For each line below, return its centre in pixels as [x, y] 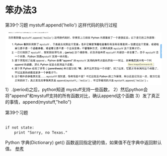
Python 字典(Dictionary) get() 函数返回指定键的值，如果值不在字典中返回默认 [83, 142]
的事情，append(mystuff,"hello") [38, 102]
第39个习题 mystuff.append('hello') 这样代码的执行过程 [61, 25]
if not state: [20, 128]
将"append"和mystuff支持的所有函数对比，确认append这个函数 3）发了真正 [83, 96]
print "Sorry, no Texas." [41, 133]
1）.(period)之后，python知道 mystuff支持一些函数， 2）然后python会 [77, 89]
